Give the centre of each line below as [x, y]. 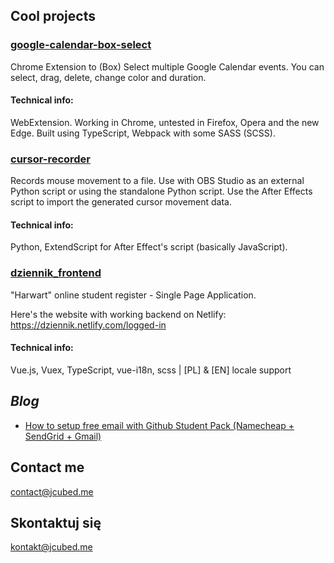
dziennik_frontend [56, 273]
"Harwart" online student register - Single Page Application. [133, 295]
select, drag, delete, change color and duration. [108, 77]
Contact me [47, 467]
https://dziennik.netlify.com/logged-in [88, 325]
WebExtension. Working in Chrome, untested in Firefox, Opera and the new [165, 122]
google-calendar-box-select [81, 45]
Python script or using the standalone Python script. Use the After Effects [161, 191]
